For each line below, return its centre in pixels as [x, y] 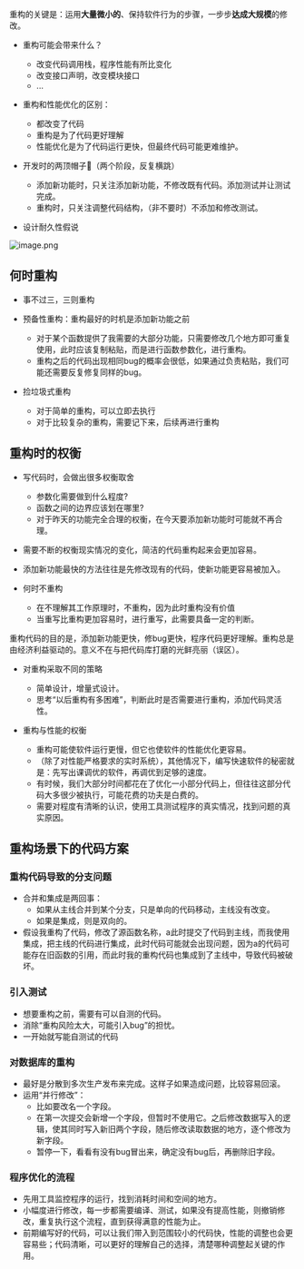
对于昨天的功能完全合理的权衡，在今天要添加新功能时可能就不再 [155, 519]
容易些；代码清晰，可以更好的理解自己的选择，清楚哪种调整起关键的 [150, 1244]
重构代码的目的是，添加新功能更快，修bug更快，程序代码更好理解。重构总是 [152, 638]
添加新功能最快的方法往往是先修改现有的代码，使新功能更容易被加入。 [154, 569]
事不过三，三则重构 [59, 300]
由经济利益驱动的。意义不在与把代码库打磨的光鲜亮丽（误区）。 [127, 649]
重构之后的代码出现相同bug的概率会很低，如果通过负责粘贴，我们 [159, 360]
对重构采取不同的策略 [62, 669]
